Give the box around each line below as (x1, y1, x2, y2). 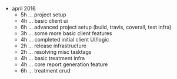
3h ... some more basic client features (20, 30, 112, 37)
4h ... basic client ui (20, 18, 68, 24)
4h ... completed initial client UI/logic (20, 36, 109, 43)
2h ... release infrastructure (20, 42, 87, 49)
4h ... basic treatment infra (20, 55, 85, 61)
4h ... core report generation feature (20, 61, 108, 68)
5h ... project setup (20, 11, 66, 18)
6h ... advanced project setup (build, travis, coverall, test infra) (20, 23, 172, 30)
